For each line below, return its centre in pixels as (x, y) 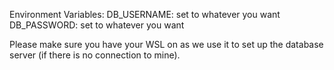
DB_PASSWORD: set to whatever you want (97, 25)
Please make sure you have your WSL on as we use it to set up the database (166, 44)
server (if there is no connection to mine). (95, 55)
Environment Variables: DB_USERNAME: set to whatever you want (145, 14)
